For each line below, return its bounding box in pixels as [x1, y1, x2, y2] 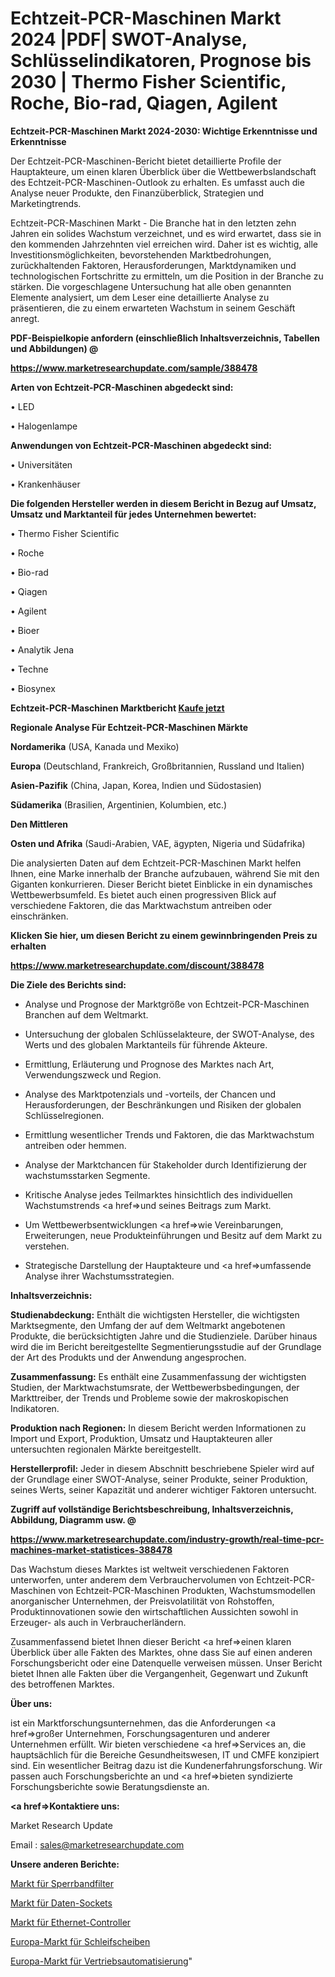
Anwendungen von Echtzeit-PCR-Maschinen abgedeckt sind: [10, 439, 273, 451]
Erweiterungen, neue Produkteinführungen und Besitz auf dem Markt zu [24, 1229, 323, 1241]
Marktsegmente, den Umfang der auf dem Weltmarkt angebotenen [10, 1319, 286, 1331]
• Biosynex [10, 682, 56, 694]
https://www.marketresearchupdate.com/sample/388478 [10, 362, 258, 374]
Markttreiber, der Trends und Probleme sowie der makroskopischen [10, 1392, 289, 1404]
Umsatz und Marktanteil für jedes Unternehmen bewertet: [10, 508, 257, 520]
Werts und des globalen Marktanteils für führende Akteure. [24, 1038, 268, 1051]
